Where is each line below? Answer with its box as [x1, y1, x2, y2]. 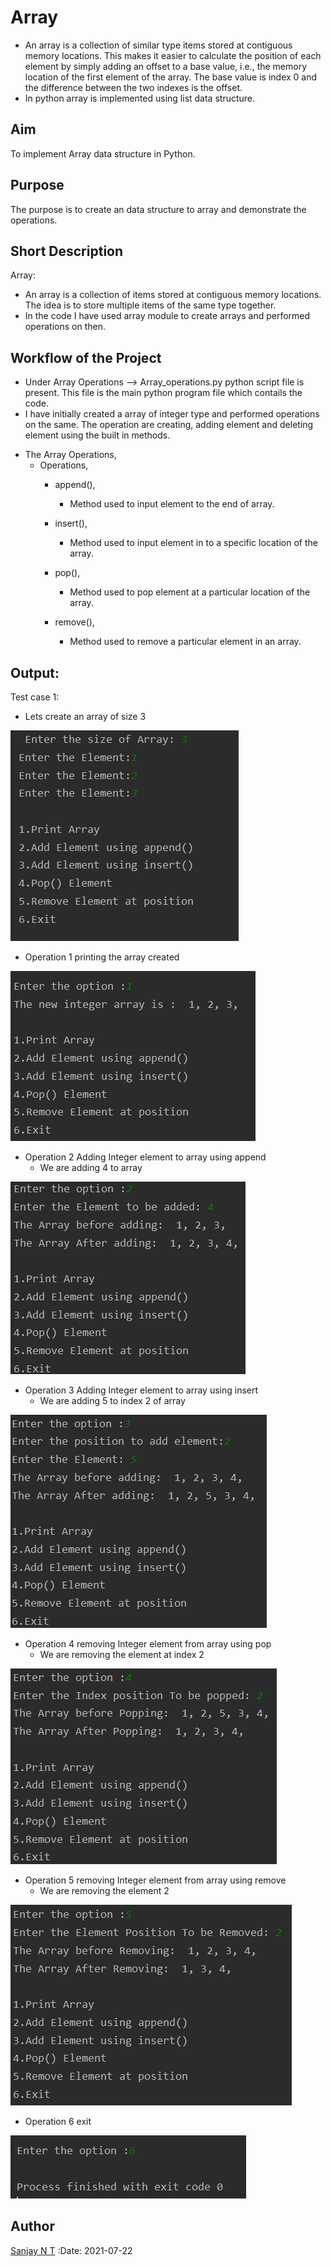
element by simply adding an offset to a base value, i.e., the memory [24, 60, 308, 72]
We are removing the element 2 [39, 1885, 170, 1896]
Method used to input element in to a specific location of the [69, 537, 318, 549]
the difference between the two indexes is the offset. [24, 81, 243, 93]
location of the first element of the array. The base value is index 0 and [24, 71, 318, 83]
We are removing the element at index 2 [39, 1649, 205, 1660]
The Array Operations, [24, 449, 117, 461]
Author [10, 2218, 55, 2235]
